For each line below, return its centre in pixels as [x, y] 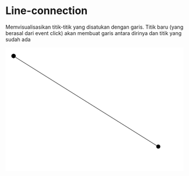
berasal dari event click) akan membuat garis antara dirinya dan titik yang [94, 33]
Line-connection [47, 11]
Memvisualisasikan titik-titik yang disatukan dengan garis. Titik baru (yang [94, 27]
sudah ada [18, 39]
